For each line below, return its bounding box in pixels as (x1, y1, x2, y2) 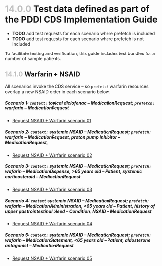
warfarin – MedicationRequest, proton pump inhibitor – (5, 134, 120, 140)
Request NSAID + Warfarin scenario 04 (12, 220, 93, 226)
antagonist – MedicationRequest (5, 243, 74, 249)
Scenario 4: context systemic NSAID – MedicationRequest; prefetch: (5, 198, 150, 204)
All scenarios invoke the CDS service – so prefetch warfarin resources (5, 83, 149, 89)
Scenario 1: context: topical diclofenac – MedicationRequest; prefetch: (5, 100, 155, 106)
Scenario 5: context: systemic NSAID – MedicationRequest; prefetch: (5, 232, 152, 238)
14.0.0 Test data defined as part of (5, 3, 150, 15)
